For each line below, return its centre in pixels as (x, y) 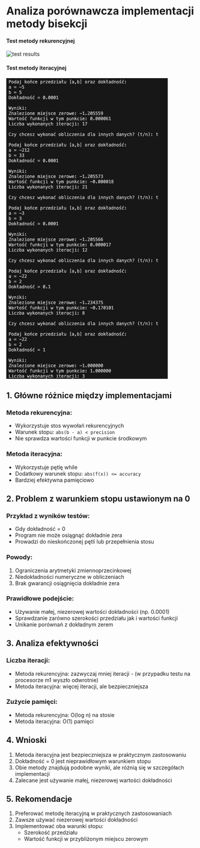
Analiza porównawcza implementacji (100, 11)
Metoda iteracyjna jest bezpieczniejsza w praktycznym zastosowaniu (101, 754)
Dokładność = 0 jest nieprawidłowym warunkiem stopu (83, 761)
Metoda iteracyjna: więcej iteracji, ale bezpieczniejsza (81, 686)
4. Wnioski (26, 740)
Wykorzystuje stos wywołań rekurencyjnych (69, 426)
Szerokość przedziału (51, 832)
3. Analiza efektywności (53, 644)
